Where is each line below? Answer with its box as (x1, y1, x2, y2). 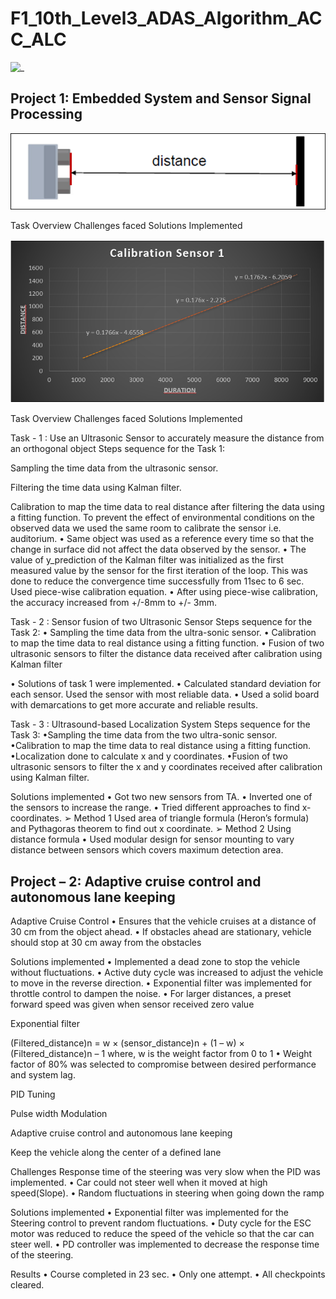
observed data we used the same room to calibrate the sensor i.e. (10, 522, 282, 534)
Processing (10, 106, 83, 123)
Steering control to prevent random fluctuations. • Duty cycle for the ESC (10, 1217, 312, 1229)
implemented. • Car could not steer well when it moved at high (10, 1177, 268, 1189)
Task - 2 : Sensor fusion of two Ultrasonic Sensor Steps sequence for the (10, 616, 313, 628)
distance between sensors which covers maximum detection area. (10, 844, 284, 856)
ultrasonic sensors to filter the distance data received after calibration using (10, 648, 323, 660)
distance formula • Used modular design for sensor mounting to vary (10, 833, 295, 846)
